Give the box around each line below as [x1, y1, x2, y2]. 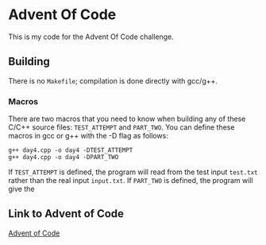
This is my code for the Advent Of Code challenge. [8, 32, 175, 41]
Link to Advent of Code [8, 207, 125, 220]
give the [8, 185, 35, 194]
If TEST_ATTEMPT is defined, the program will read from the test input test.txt [8, 167, 258, 177]
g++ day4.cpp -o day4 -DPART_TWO [8, 154, 119, 161]
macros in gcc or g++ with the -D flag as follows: [8, 131, 168, 141]
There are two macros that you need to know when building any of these [8, 114, 246, 124]
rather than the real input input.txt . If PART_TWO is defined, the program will [8, 176, 253, 185]
